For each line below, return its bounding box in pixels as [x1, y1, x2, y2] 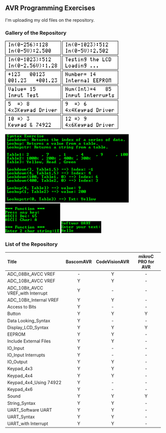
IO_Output [7, 359, 28, 365]
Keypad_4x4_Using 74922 [7, 379, 62, 385]
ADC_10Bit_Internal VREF [7, 297, 59, 303]
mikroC [138, 253, 154, 259]
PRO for [138, 259, 155, 264]
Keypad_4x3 [7, 366, 33, 372]
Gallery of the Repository [5, 29, 67, 36]
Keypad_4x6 [7, 387, 33, 392]
